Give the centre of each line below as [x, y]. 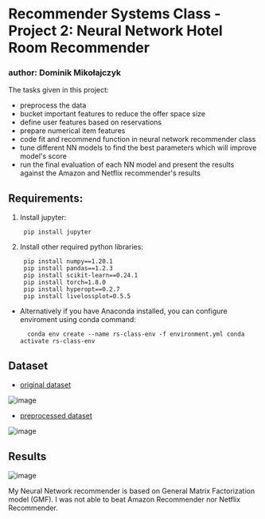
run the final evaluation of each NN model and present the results [127, 165]
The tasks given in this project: [58, 90]
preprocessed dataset [56, 416]
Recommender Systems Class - [115, 14]
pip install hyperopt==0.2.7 [72, 289]
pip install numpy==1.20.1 [68, 261]
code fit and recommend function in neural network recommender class [138, 140]
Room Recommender [79, 48]
